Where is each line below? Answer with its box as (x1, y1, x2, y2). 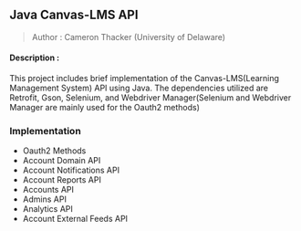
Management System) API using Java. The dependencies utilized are (9, 82, 269, 94)
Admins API (22, 194, 67, 205)
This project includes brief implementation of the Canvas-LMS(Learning (9, 73, 280, 84)
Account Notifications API (22, 164, 120, 176)
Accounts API (22, 184, 75, 195)
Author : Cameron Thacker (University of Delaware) (31, 31, 226, 42)
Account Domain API (22, 155, 101, 166)
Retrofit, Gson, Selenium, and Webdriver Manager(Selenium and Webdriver (9, 92, 292, 103)
